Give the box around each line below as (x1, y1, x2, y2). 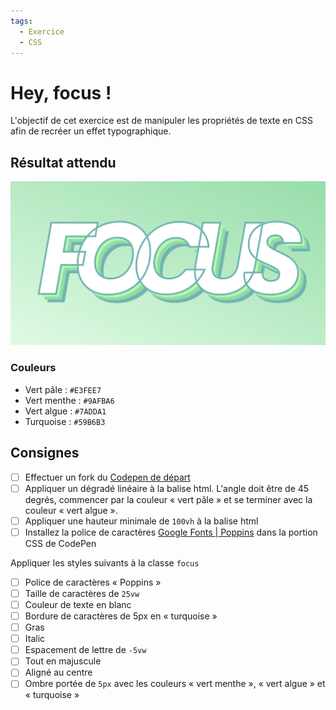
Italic (24, 633, 46, 645)
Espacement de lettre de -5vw (24, 644, 147, 656)
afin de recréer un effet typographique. (10, 125, 172, 137)
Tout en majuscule (24, 655, 102, 667)
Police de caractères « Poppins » (24, 576, 162, 588)
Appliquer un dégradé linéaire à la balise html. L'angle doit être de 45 (24, 482, 310, 494)
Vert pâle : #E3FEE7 (24, 383, 102, 395)
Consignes (10, 445, 80, 462)
